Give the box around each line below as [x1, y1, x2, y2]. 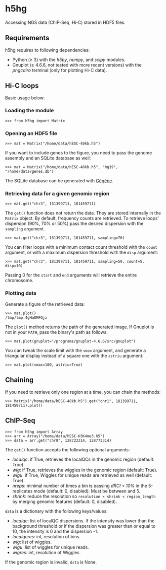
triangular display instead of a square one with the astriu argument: [5, 353, 144, 358]
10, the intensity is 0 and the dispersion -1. [12, 528, 98, 534]
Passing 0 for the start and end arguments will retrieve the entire [5, 272, 137, 278]
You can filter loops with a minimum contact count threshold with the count [5, 244, 158, 250]
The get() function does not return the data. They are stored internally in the [5, 210, 161, 216]
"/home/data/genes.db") [5, 169, 54, 174]
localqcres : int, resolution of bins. [12, 534, 81, 540]
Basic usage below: [5, 95, 45, 101]
